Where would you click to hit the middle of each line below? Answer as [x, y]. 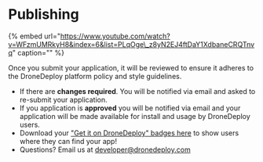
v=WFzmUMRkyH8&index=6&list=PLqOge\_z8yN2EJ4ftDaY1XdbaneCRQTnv [131, 44]
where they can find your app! [68, 141]
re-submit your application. [63, 99]
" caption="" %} [38, 52]
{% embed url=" [35, 36]
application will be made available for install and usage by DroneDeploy [135, 116]
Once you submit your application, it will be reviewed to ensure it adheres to [131, 67]
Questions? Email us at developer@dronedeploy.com [105, 149]
